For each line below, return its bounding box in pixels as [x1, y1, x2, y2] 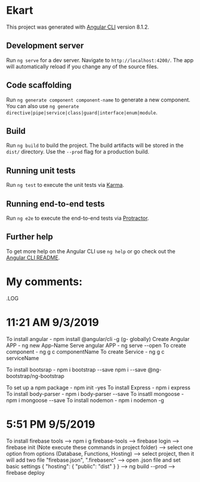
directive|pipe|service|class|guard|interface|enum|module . [6, 109, 158, 116]
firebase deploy [6, 469, 45, 476]
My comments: [6, 275, 82, 288]
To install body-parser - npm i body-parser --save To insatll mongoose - [6, 390, 184, 397]
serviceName [6, 354, 39, 361]
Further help [6, 232, 54, 242]
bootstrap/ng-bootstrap [6, 372, 64, 379]
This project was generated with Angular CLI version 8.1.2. [6, 23, 149, 30]
